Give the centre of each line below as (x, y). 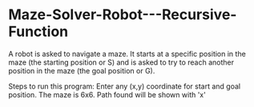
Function (38, 32)
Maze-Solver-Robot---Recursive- (123, 15)
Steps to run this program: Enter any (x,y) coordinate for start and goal (125, 86)
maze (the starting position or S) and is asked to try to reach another (121, 62)
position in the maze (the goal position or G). (82, 70)
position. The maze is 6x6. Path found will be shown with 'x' (107, 94)
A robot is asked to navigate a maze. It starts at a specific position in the (127, 53)
